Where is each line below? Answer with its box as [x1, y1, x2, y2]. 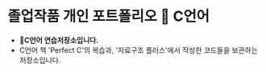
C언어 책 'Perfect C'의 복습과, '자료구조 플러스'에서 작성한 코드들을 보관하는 [19, 45, 259, 54]
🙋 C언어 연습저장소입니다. [19, 35, 99, 45]
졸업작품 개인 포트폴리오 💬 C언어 [7, 7, 210, 26]
